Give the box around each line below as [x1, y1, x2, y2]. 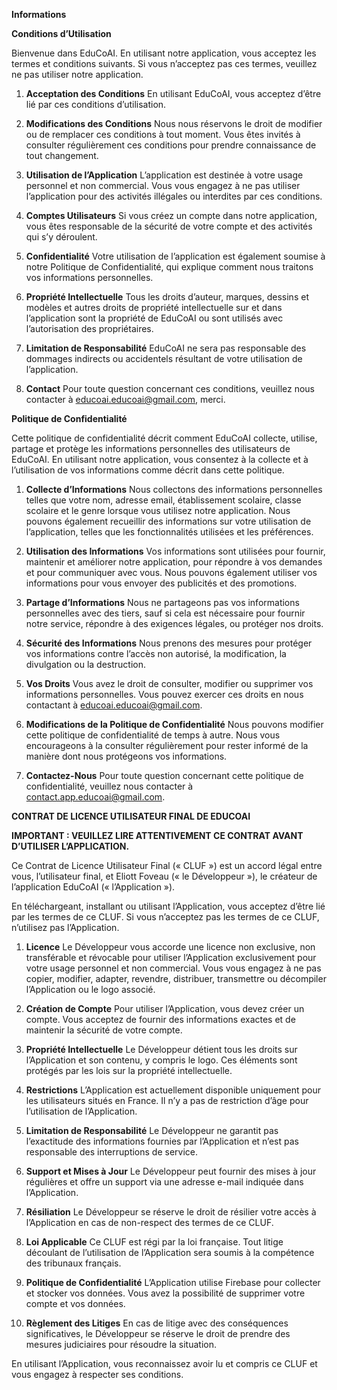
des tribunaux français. [25, 1257, 122, 1269]
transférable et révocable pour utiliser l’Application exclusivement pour [25, 952, 317, 963]
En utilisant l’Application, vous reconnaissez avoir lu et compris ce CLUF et [11, 1358, 318, 1369]
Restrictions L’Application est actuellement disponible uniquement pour [25, 1084, 322, 1096]
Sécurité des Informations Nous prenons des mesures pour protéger [25, 637, 313, 649]
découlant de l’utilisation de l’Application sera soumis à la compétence [25, 1247, 315, 1258]
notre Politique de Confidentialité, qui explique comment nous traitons [25, 261, 314, 273]
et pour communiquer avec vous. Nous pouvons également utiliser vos [25, 567, 318, 578]
